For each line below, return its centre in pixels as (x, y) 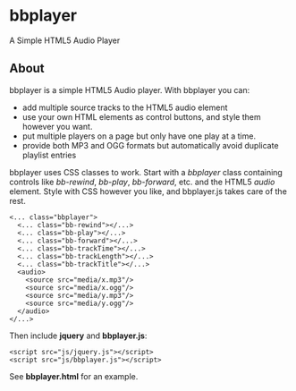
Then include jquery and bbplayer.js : (78, 336)
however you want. (57, 126)
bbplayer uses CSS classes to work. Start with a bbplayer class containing (146, 172)
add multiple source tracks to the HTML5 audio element (125, 107)
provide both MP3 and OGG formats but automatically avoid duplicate (150, 145)
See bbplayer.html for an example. (74, 376)
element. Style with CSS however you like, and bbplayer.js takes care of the (148, 191)
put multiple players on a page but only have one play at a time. (139, 136)
